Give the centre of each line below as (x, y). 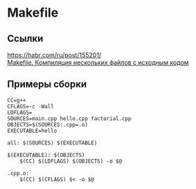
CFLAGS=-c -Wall (30, 106)
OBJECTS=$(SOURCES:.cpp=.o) (48, 124)
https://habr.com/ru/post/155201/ (54, 55)
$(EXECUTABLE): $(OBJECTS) (46, 155)
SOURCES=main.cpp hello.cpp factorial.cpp (69, 118)
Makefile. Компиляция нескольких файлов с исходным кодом (98, 63)
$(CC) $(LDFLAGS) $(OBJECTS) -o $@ (71, 161)
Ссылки (25, 39)
